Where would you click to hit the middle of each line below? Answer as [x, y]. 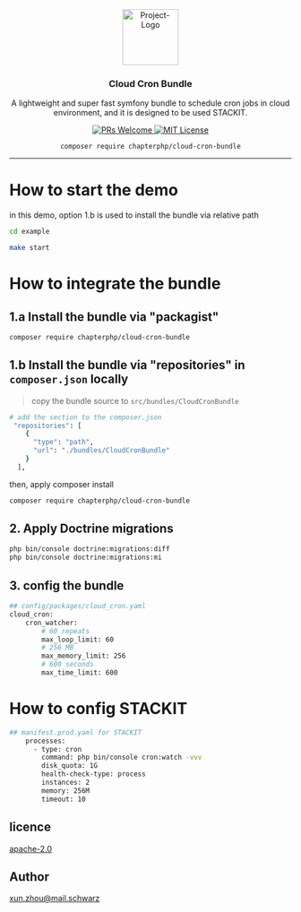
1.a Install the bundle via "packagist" [114, 317]
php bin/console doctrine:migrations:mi [86, 558]
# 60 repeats [66, 631]
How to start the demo [94, 190]
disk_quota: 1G [70, 766]
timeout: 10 [64, 799]
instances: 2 [66, 783]
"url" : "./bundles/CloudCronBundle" [101, 451]
